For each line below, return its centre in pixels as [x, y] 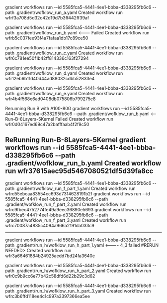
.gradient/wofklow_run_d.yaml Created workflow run [69, 73]
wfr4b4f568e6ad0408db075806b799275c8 [50, 99]
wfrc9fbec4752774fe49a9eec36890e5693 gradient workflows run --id [78, 209]
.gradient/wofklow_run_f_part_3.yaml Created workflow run [66, 220]
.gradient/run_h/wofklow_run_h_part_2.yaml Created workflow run [83, 271]
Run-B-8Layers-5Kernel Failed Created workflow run [59, 119]
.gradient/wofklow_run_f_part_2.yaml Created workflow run [66, 204]
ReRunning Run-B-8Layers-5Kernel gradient [76, 140]
